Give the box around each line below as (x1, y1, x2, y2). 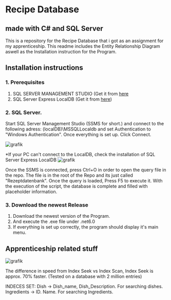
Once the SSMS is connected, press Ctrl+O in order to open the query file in (5, 166, 166, 173)
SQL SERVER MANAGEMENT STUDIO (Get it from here (12, 90, 129, 97)
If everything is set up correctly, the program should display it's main (12, 224, 159, 230)
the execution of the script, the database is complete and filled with (5, 183, 148, 189)
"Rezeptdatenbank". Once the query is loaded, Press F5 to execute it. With (5, 177, 163, 183)
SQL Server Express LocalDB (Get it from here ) (12, 96, 112, 102)
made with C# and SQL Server (5, 24, 104, 33)
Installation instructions (5, 63, 83, 72)
